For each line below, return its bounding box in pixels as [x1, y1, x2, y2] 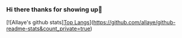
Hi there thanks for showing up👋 [6, 5, 102, 14]
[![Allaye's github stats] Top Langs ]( [6, 19, 93, 26]
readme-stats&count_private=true [6, 25, 90, 32]
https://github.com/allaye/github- [93, 19, 176, 26]
